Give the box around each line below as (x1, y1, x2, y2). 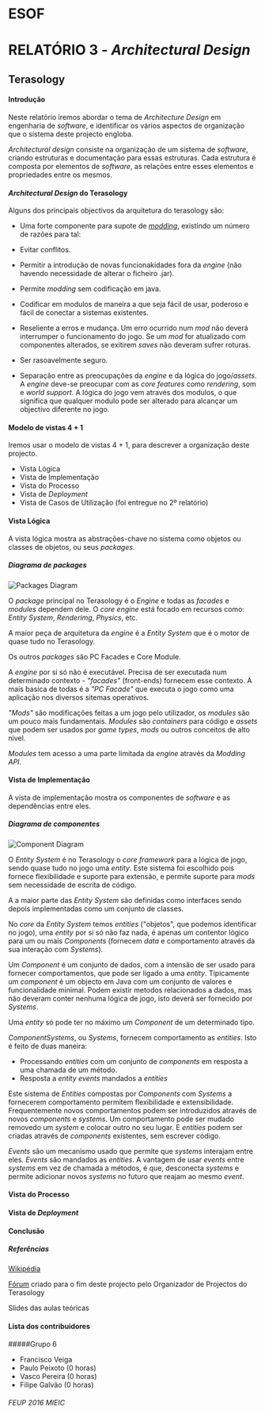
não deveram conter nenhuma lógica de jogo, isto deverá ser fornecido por (8, 993, 253, 1003)
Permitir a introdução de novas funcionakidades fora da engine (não (19, 260, 242, 270)
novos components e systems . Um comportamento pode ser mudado (8, 1114, 235, 1124)
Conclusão (8, 1226, 45, 1235)
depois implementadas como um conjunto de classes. (8, 904, 184, 913)
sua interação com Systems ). (8, 944, 104, 954)
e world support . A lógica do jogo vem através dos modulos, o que (19, 388, 237, 398)
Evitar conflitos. (19, 245, 71, 255)
